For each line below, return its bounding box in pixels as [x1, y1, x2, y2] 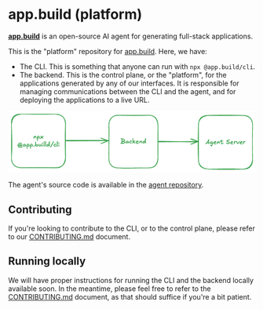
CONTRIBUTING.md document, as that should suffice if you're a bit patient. [8, 292, 252, 301]
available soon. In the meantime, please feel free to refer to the [8, 284, 211, 293]
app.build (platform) [8, 5, 143, 24]
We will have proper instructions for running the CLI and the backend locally [8, 275, 254, 285]
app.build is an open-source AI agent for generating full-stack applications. [8, 31, 254, 41]
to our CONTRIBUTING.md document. [8, 232, 131, 242]
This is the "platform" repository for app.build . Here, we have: [8, 46, 208, 56]
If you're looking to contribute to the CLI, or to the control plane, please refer [8, 224, 255, 233]
